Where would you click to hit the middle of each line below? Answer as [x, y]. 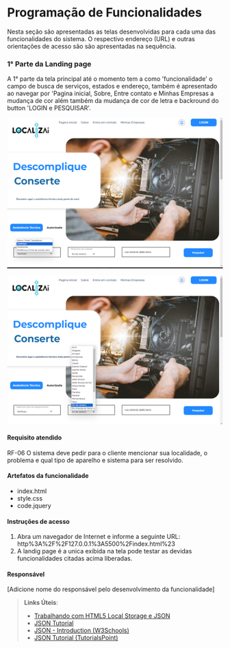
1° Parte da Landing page [49, 64]
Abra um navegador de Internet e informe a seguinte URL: [99, 537]
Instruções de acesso [38, 521]
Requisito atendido [35, 437]
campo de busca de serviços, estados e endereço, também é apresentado [112, 86]
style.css [30, 499]
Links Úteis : [41, 603]
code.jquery [34, 506]
